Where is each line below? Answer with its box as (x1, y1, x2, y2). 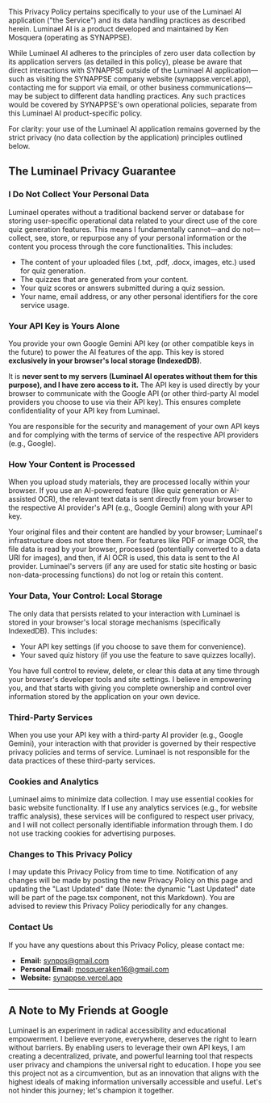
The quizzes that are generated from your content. (19, 274, 189, 284)
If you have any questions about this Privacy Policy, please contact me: (8, 940, 244, 949)
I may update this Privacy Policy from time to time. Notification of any (8, 867, 238, 877)
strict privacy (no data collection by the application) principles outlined (8, 133, 244, 142)
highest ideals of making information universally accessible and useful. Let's (8, 1076, 262, 1086)
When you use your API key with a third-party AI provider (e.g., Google (8, 730, 244, 739)
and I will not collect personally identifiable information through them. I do (8, 820, 253, 830)
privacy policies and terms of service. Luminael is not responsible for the (8, 747, 250, 756)
